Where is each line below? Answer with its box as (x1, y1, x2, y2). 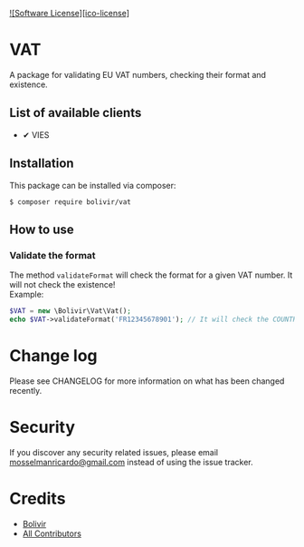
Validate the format (9, 249, 97, 261)
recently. (9, 385, 43, 396)
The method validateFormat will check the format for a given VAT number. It (9, 269, 293, 280)
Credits (9, 489, 66, 509)
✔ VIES (22, 129, 50, 140)
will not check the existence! (9, 279, 116, 290)
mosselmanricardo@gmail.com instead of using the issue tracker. (9, 456, 253, 467)
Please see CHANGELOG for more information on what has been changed (9, 376, 285, 386)
